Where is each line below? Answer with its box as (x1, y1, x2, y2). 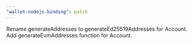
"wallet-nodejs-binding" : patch (6, 8, 88, 15)
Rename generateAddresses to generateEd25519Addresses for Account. (6, 25, 188, 32)
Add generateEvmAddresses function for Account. (6, 31, 132, 39)
